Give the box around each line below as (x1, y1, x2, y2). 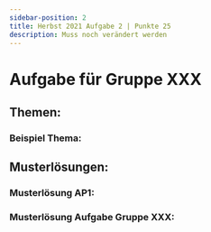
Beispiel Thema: (9, 132, 82, 144)
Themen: (9, 105, 61, 120)
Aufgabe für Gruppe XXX (9, 69, 202, 89)
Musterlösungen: (9, 160, 109, 175)
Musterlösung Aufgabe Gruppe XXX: (9, 211, 175, 224)
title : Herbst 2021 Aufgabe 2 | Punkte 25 (9, 22, 171, 31)
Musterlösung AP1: (9, 187, 95, 200)
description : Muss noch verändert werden (9, 30, 168, 39)
